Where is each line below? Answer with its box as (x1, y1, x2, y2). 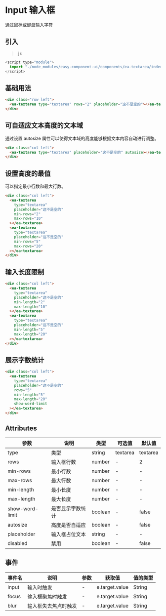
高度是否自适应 (51, 522, 86, 529)
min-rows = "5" (14, 239, 41, 244)
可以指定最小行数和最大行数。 (5, 183, 66, 189)
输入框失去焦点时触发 (27, 602, 78, 609)
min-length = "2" (14, 299, 45, 304)
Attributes (5, 424, 37, 433)
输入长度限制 (5, 268, 44, 276)
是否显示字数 (51, 505, 82, 512)
